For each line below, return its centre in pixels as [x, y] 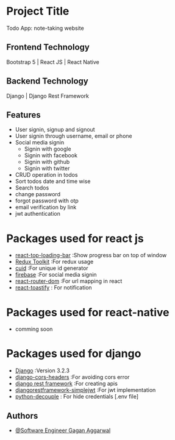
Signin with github [47, 162]
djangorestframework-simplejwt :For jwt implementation [85, 390]
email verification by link [46, 207]
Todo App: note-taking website [45, 28]
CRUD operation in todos [46, 175]
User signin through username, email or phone [73, 136]
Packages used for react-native [88, 312]
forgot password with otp [47, 201]
